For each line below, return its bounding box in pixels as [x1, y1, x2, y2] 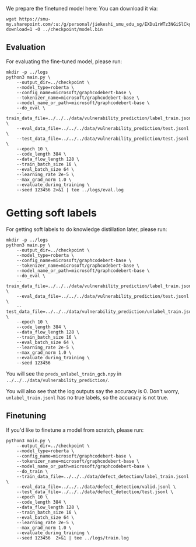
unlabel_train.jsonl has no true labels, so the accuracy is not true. [6, 394, 169, 401]
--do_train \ [16, 468, 48, 474]
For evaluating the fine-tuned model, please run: [6, 58, 123, 65]
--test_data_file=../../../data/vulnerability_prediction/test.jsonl [16, 136, 190, 142]
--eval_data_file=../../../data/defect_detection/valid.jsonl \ [16, 484, 176, 490]
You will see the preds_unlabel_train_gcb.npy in [6, 370, 122, 377]
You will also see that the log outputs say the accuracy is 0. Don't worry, [6, 387, 180, 394]
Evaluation [6, 42, 45, 52]
